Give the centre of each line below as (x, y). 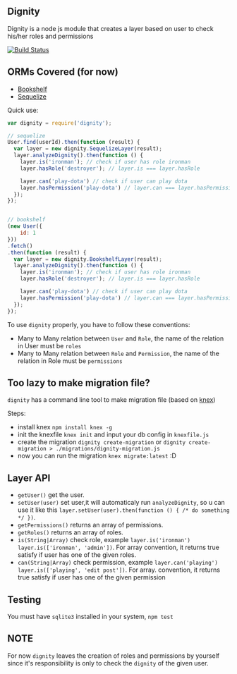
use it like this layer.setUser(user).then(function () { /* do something (123, 510)
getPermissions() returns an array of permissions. (90, 525)
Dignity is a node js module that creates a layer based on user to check (110, 28)
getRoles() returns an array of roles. (70, 532)
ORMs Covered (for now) (63, 72)
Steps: (17, 413)
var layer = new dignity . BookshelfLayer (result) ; (88, 259)
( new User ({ (25, 226)
